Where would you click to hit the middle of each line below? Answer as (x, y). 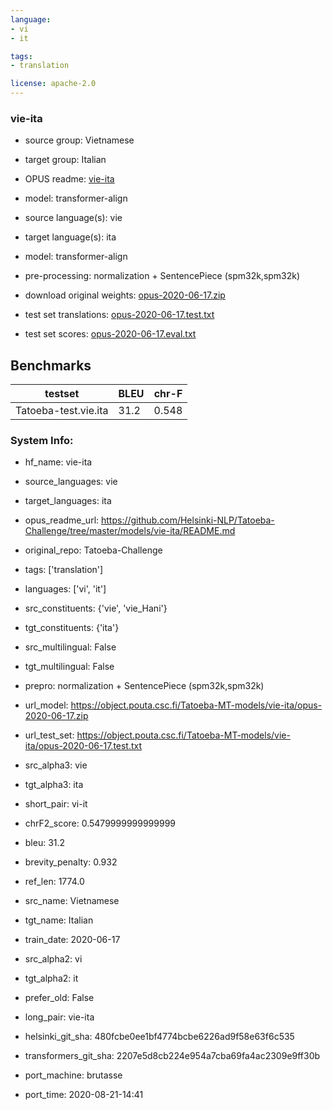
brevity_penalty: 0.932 (71, 862)
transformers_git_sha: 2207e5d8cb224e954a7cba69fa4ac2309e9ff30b (172, 1056)
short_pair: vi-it (56, 804)
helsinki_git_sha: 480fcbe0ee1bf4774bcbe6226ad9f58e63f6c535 (159, 1037)
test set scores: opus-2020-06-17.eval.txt (110, 334)
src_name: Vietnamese (72, 901)
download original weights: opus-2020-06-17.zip (125, 295)
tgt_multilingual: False (69, 667)
